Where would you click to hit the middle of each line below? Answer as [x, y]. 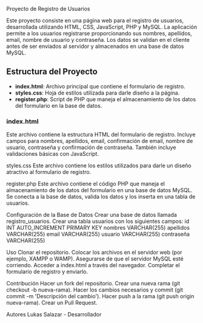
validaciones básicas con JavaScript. [52, 154]
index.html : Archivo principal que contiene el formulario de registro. [100, 86]
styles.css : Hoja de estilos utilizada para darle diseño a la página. [97, 93]
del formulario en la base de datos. [58, 105]
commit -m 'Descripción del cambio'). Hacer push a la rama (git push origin [101, 296]
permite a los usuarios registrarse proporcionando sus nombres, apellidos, [99, 33]
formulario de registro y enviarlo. [47, 271]
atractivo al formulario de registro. [49, 172]
